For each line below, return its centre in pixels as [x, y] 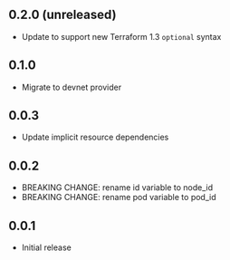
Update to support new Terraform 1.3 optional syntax [121, 36]
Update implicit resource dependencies [95, 137]
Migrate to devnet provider [72, 87]
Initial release [46, 247]
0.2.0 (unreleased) [62, 15]
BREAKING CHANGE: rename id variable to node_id [117, 188]
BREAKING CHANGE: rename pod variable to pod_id [119, 197]
